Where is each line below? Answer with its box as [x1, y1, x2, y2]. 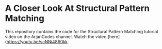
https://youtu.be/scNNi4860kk [6, 39, 68, 44]
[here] [107, 34, 120, 39]
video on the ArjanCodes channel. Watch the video [5, 34, 107, 39]
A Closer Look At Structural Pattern [5, 3, 150, 14]
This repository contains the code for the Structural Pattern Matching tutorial [5, 29, 158, 34]
